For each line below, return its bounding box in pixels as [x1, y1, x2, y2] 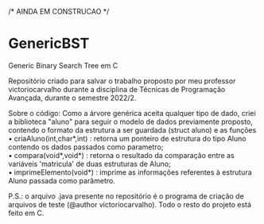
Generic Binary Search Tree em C [8, 60, 118, 70]
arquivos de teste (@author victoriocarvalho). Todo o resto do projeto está [8, 199, 252, 209]
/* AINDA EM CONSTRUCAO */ [8, 7, 110, 16]
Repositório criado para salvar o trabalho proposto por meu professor [8, 75, 236, 86]
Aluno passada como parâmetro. [8, 176, 115, 185]
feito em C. [8, 208, 45, 218]
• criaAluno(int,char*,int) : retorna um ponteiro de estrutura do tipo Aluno [8, 133, 247, 143]
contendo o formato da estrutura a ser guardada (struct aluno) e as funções [8, 125, 257, 134]
